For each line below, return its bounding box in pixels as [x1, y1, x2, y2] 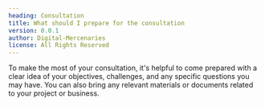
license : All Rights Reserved [8, 41, 110, 49]
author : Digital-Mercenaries [8, 33, 106, 42]
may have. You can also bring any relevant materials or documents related [8, 80, 254, 90]
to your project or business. [8, 88, 100, 98]
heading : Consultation [8, 11, 84, 20]
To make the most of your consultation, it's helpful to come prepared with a [8, 63, 258, 73]
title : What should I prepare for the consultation [8, 19, 185, 27]
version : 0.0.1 [8, 26, 59, 34]
